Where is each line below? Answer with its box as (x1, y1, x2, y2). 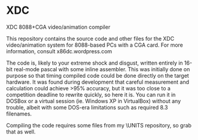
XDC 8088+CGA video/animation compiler (6, 23, 110, 31)
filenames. (6, 110, 32, 117)
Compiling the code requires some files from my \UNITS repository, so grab (6, 121, 192, 129)
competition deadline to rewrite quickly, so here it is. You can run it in (6, 91, 176, 98)
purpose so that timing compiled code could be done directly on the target (6, 72, 189, 79)
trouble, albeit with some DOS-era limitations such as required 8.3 (6, 104, 168, 111)
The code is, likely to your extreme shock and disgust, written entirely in (6, 59, 183, 66)
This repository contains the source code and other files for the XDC (6, 35, 175, 42)
